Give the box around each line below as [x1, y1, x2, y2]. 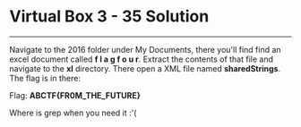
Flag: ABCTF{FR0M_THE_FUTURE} [9, 89, 142, 100]
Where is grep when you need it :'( [9, 107, 137, 118]
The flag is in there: [9, 72, 81, 83]
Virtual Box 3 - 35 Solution [9, 6, 210, 27]
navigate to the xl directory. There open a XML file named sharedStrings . [9, 63, 280, 73]
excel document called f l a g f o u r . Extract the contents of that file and [9, 54, 274, 64]
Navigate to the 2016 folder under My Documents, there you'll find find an [9, 44, 281, 55]
